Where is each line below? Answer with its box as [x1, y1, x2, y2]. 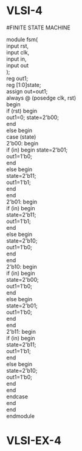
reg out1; [6, 75, 29, 82]
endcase [6, 392, 29, 400]
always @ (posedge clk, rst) [6, 94, 77, 101]
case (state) [6, 133, 36, 141]
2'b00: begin [6, 139, 38, 147]
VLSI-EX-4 [6, 434, 62, 448]
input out [6, 62, 29, 69]
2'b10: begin [6, 263, 38, 270]
